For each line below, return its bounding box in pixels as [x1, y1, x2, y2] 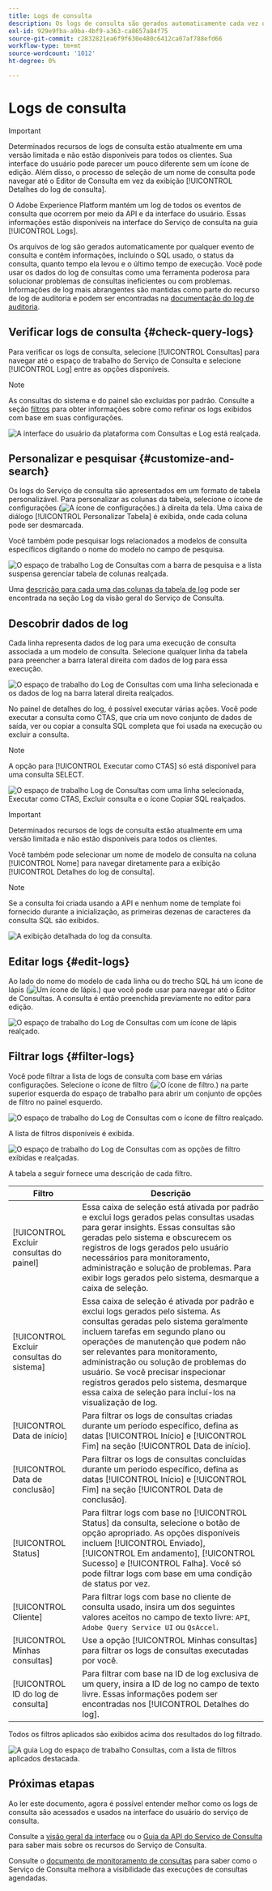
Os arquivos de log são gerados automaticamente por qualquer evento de [8, 241, 255, 251]
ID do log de [12, 1688, 59, 1699]
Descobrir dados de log [8, 616, 129, 630]
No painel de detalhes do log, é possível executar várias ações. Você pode [8, 704, 257, 713]
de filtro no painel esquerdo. [8, 1097, 103, 1106]
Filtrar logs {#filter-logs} [8, 1050, 135, 1063]
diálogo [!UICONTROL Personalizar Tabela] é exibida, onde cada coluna [8, 512, 248, 522]
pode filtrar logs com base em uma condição [82, 1568, 253, 1579]
